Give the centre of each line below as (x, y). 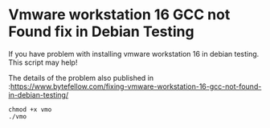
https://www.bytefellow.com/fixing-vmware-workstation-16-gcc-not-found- (136, 86)
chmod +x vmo (30, 110)
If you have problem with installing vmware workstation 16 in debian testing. (134, 54)
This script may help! (43, 62)
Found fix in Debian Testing (101, 32)
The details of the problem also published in (81, 78)
